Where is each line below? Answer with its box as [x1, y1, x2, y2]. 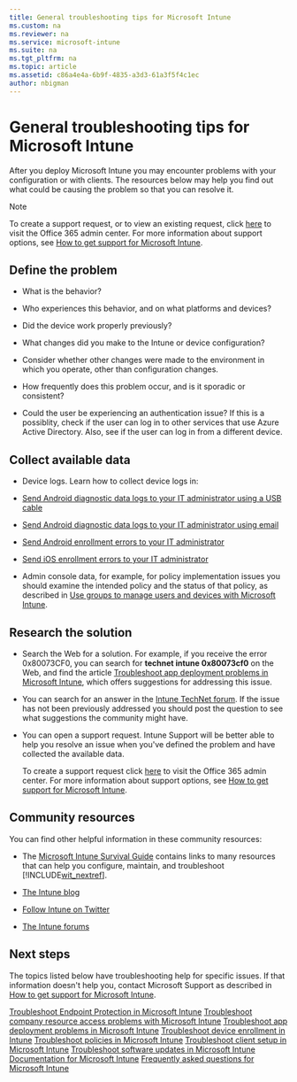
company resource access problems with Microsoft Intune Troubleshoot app [9, 1016, 288, 1026]
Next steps [9, 947, 71, 962]
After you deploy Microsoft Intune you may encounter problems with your [9, 165, 277, 175]
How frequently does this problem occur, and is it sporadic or [21, 382, 246, 392]
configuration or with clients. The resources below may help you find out [9, 174, 274, 185]
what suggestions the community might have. [21, 713, 188, 723]
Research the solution [9, 625, 133, 640]
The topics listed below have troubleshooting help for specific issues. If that [9, 970, 286, 981]
